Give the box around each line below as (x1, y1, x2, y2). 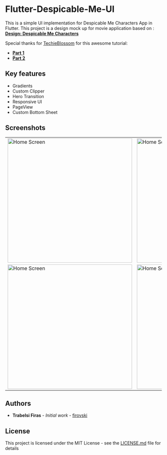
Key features (5, 70, 46, 78)
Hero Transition (12, 93, 44, 99)
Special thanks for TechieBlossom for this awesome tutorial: (5, 40, 128, 46)
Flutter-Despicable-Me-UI (5, 3, 115, 15)
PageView (12, 104, 33, 110)
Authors (5, 399, 31, 408)
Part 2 (12, 55, 26, 61)
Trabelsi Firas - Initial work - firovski (12, 412, 88, 419)
